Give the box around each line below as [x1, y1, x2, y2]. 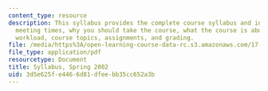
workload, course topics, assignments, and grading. [15, 33, 195, 42]
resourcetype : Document [8, 56, 88, 64]
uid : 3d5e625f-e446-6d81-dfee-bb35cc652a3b [8, 70, 156, 78]
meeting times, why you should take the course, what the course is [15, 26, 248, 34]
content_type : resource [8, 11, 88, 20]
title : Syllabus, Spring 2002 [8, 63, 109, 71]
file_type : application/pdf [8, 48, 102, 56]
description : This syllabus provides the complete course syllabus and [8, 19, 251, 27]
